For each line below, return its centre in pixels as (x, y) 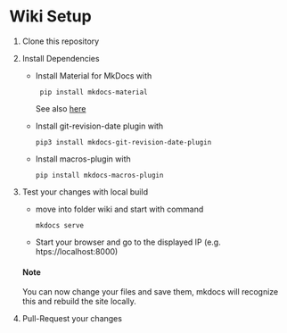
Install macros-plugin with (83, 159)
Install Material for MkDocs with (94, 75)
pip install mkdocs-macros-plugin (99, 175)
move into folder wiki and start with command (119, 209)
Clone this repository (61, 41)
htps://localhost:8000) (77, 251)
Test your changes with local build (85, 191)
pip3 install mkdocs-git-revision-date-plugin (123, 142)
